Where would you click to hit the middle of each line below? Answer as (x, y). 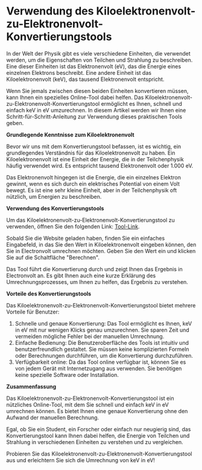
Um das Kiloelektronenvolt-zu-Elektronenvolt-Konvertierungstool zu (90, 220)
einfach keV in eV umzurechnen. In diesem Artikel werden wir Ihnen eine (96, 110)
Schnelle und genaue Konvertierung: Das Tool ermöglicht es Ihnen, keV (103, 323)
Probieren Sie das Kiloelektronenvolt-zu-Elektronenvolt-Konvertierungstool (99, 454)
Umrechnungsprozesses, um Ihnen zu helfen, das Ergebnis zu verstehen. (97, 282)
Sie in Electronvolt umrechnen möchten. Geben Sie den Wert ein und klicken (101, 251)
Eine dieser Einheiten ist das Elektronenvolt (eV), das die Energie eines (94, 66)
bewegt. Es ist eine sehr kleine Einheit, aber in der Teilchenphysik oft (91, 190)
